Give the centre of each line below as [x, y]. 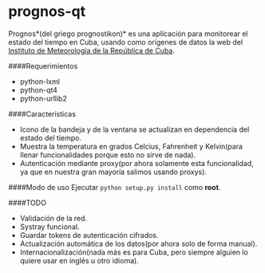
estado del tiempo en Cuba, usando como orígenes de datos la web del [126, 42]
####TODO [27, 203]
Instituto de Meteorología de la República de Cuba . [92, 50]
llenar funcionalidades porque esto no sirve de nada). [108, 155]
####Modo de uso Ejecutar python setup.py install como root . [115, 187]
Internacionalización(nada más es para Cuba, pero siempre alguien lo [134, 252]
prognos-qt [47, 12]
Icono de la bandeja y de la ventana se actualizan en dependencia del [134, 129]
